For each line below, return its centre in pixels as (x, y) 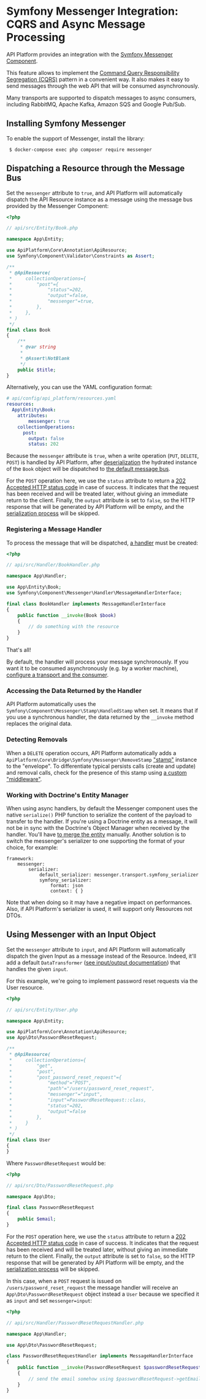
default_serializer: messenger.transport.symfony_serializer (119, 875)
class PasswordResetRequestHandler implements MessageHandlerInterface (100, 1356)
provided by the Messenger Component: (58, 206)
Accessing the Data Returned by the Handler (74, 691)
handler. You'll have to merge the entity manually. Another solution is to (96, 834)
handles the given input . (37, 969)
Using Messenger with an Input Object (81, 935)
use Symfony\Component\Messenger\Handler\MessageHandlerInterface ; (94, 593)
